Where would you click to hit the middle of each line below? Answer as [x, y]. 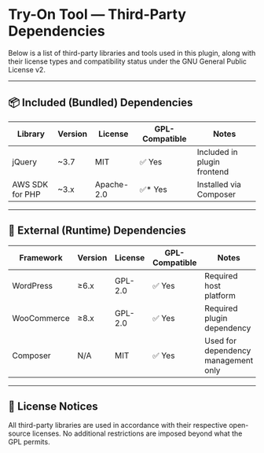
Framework [41, 257]
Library [31, 134]
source [20, 433]
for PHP [26, 194]
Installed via [219, 184]
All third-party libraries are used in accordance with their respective [118, 425]
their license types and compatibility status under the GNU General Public [128, 61]
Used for [220, 341]
